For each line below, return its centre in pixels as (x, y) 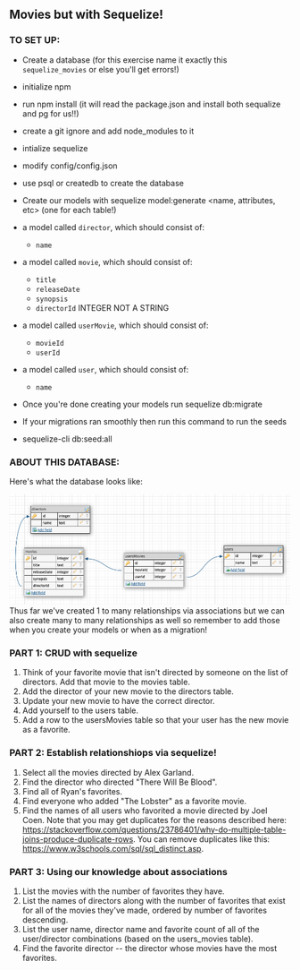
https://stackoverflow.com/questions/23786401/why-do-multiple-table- (154, 829)
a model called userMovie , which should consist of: (115, 325)
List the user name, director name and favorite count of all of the (141, 929)
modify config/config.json (70, 166)
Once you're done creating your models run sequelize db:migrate (142, 404)
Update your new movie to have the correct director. (118, 701)
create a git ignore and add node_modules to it (108, 131)
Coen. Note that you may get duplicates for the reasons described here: (154, 820)
